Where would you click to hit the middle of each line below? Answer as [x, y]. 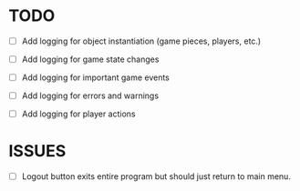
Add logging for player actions [78, 114]
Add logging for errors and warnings [90, 95]
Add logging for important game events [96, 77]
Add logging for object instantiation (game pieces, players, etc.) [141, 41]
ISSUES [37, 151]
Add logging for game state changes [90, 59]
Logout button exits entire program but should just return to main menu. [156, 176]
